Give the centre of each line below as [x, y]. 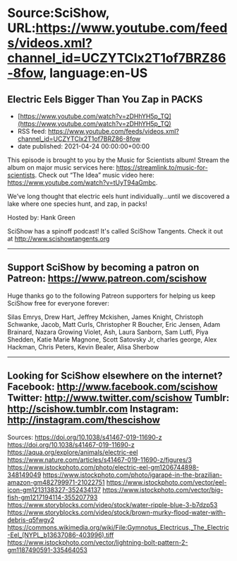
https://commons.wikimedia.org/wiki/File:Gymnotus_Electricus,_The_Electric [118, 527]
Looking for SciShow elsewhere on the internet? [115, 376]
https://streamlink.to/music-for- [162, 167]
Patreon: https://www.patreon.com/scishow [107, 278]
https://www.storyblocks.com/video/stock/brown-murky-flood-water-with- [117, 512]
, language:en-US [95, 73]
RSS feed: [32, 131]
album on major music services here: [61, 167]
